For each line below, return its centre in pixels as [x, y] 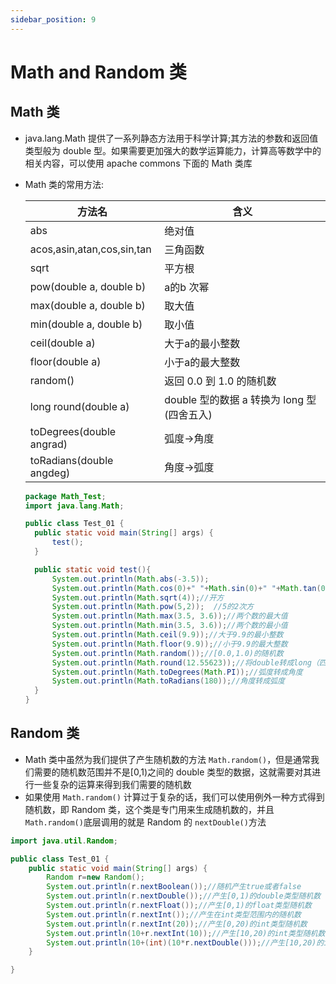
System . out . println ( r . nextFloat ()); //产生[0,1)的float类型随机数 [179, 906]
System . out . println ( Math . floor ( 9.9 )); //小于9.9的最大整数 [169, 644]
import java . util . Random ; [64, 841]
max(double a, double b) [87, 305]
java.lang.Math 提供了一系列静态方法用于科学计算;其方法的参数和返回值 [171, 138]
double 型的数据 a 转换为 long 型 [240, 399]
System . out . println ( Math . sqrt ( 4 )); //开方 [138, 597]
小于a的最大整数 [202, 362]
